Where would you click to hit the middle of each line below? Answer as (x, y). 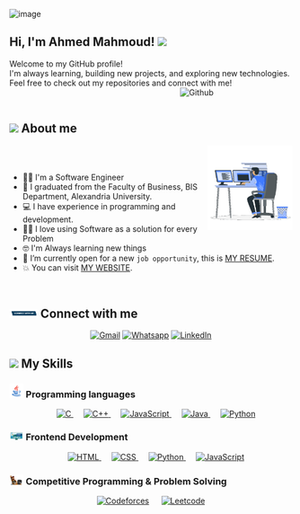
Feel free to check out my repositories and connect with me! (121, 83)
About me (49, 129)
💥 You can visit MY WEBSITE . (77, 267)
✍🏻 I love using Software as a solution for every (110, 228)
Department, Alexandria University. (87, 196)
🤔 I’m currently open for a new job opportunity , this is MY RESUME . (149, 258)
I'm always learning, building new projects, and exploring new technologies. (150, 73)
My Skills (47, 363)
